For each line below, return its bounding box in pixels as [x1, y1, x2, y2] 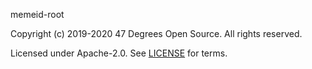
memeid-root [10, 9, 65, 20]
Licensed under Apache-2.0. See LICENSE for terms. [10, 47, 228, 59]
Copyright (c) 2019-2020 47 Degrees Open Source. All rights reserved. [10, 28, 303, 39]
